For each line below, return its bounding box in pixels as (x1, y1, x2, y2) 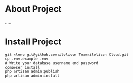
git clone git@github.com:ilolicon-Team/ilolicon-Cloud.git (5, 52, 129, 57)
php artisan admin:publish (5, 69, 59, 74)
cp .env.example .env (5, 56, 49, 61)
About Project (5, 3, 62, 14)
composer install (5, 65, 40, 69)
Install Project (5, 36, 62, 47)
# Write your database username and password (5, 60, 98, 66)
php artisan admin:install (5, 73, 59, 78)
